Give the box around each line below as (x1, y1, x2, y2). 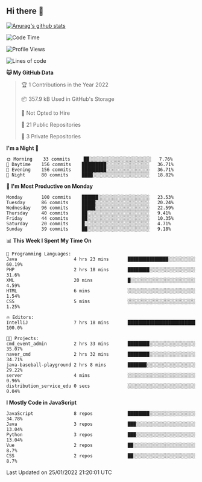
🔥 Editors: (6, 314, 34, 320)
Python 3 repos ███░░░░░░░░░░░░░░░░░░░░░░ (6, 431, 196, 438)
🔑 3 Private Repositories (21, 132, 81, 140)
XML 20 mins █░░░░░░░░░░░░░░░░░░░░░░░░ (6, 277, 196, 283)
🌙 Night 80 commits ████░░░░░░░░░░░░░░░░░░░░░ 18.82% (6, 172, 174, 178)
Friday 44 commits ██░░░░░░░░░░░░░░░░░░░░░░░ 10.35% (6, 215, 174, 221)
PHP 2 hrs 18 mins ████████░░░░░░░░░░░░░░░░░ (6, 266, 196, 272)
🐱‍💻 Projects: (6, 335, 39, 341)
